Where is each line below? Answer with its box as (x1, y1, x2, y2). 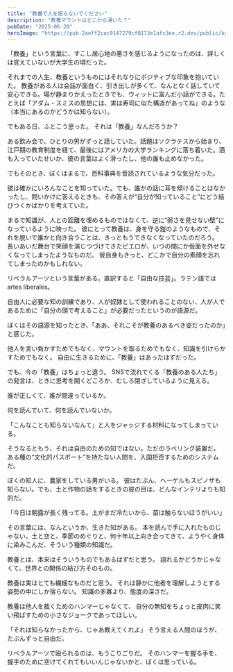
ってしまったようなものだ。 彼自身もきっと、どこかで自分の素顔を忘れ (19, 251, 221, 259)
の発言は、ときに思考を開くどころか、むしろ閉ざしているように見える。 (7, 376, 214, 385)
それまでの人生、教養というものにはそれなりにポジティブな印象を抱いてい (7, 73, 220, 81)
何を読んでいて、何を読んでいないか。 (7, 406, 116, 414)
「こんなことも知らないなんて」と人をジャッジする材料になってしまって (7, 421, 213, 429)
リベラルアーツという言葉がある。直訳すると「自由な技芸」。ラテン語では (7, 274, 216, 283)
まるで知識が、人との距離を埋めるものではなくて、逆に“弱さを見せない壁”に (7, 216, 225, 224)
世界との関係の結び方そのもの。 (24, 564, 116, 573)
